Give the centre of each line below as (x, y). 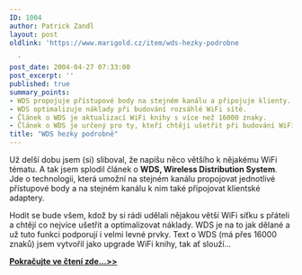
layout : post (34, 34)
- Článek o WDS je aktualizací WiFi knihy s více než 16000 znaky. (138, 118)
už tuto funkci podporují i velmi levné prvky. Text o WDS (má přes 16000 (143, 234)
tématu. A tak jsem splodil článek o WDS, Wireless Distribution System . (143, 169)
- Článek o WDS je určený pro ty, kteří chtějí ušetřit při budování (142, 126)
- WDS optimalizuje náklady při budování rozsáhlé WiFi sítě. (128, 109)
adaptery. (27, 198)
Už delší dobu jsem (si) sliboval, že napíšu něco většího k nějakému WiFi (143, 160)
